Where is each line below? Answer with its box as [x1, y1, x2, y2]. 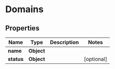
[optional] [83, 56, 107, 62]
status [8, 56, 24, 62]
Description [50, 39, 79, 46]
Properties [5, 24, 40, 32]
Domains [5, 4, 44, 15]
